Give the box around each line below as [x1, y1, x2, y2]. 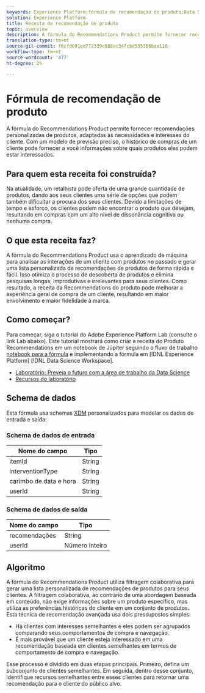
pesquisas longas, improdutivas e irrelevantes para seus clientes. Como [6, 278, 187, 285]
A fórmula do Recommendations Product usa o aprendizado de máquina [6, 251, 188, 259]
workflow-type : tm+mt [6, 49, 62, 55]
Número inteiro [64, 541, 107, 550]
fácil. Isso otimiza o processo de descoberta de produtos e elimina [6, 271, 174, 278]
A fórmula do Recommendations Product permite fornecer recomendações [6, 125, 195, 132]
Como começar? [6, 314, 71, 325]
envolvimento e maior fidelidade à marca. [6, 297, 110, 305]
